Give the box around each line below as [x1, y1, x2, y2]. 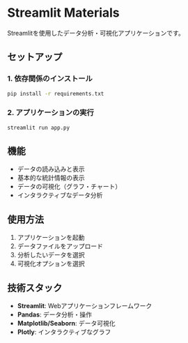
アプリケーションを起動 [17, 234, 85, 242]
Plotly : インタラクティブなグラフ [17, 328, 111, 336]
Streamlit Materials [7, 5, 120, 21]
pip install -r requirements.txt [7, 90, 104, 97]
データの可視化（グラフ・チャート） [17, 183, 122, 191]
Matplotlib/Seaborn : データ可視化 [17, 319, 116, 328]
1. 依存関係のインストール [7, 74, 93, 84]
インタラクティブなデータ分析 [17, 191, 103, 199]
